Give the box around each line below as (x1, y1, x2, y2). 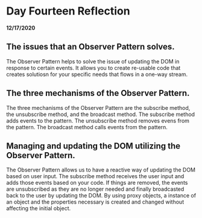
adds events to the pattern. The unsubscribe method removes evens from (6, 117, 190, 124)
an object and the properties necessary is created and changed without (6, 198, 185, 206)
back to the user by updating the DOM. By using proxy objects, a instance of (6, 192, 197, 199)
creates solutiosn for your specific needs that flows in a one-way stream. (6, 71, 188, 78)
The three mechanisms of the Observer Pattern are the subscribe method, (6, 104, 191, 111)
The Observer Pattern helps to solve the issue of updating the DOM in (6, 57, 180, 65)
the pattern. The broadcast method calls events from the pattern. (6, 123, 168, 130)
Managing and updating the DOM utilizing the (6, 141, 181, 151)
